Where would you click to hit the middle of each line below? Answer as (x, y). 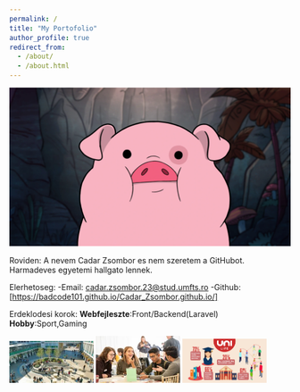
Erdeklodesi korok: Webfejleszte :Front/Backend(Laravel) (114, 313)
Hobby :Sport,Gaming (48, 323)
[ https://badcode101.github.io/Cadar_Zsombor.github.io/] (114, 296)
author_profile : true (50, 38)
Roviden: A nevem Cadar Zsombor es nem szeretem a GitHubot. (127, 260)
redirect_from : (37, 47)
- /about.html (43, 66)
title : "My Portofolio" (54, 28)
